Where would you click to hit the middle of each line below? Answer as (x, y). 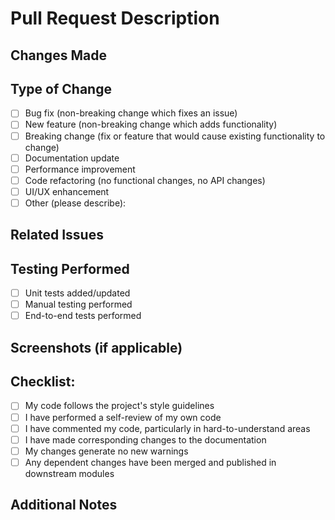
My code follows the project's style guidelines (119, 406)
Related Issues (57, 235)
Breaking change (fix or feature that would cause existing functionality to (175, 136)
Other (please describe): (75, 203)
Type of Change (61, 88)
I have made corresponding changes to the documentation (145, 439)
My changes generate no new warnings (106, 451)
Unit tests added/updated (77, 293)
